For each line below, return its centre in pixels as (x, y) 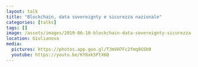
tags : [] (17, 28)
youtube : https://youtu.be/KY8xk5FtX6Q (60, 55)
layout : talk (22, 11)
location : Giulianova (33, 38)
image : (14, 33)
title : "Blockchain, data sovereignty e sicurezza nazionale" (84, 17)
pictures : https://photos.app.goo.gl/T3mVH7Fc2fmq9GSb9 (81, 50)
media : (14, 44)
